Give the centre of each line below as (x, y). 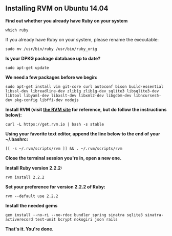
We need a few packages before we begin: (51, 77)
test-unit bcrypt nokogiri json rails (76, 219)
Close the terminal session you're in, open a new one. (63, 158)
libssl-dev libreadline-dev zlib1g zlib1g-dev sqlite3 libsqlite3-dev (82, 91)
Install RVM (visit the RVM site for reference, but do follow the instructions (86, 109)
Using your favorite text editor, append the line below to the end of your (83, 134)
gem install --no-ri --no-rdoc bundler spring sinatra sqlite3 (74, 215)
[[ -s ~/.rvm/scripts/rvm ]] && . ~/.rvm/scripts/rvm (64, 148)
